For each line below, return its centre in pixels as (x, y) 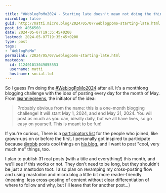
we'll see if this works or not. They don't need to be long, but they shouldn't (82, 164)
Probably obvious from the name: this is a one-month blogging (81, 108)
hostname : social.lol (32, 74)
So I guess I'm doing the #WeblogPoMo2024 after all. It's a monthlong (77, 88)
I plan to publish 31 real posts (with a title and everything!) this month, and (80, 159)
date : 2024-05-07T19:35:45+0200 (38, 33)
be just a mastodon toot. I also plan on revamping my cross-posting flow (79, 169)
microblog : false (23, 19)
